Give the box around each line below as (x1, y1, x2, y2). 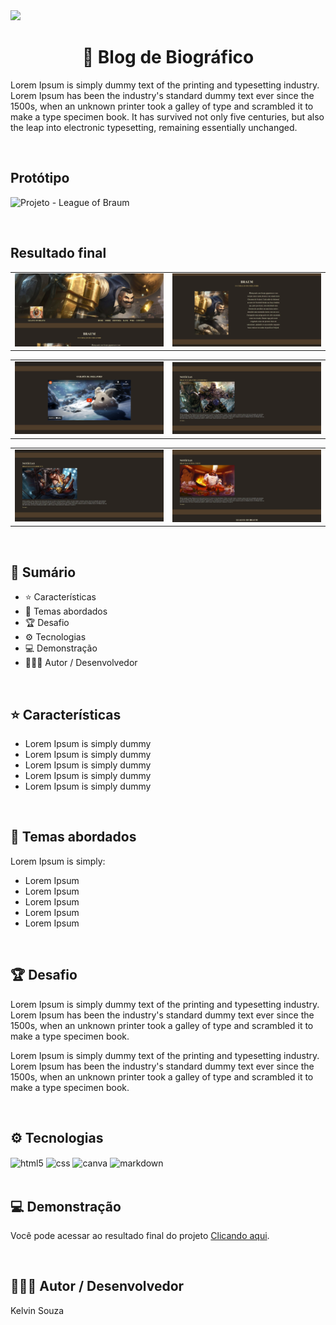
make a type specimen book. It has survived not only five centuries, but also (10, 110, 325, 123)
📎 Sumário (10, 564, 77, 581)
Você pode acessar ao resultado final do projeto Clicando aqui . (10, 1229, 270, 1241)
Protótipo (10, 170, 70, 187)
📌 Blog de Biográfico (81, 46, 255, 69)
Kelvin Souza (10, 1304, 65, 1316)
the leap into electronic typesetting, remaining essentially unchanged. (10, 121, 298, 133)
